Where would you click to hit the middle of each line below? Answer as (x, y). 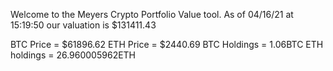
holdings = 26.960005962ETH (73, 55)
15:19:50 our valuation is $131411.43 (83, 25)
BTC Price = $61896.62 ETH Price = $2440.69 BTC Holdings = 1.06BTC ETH (167, 44)
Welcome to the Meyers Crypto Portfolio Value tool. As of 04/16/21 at (152, 14)
